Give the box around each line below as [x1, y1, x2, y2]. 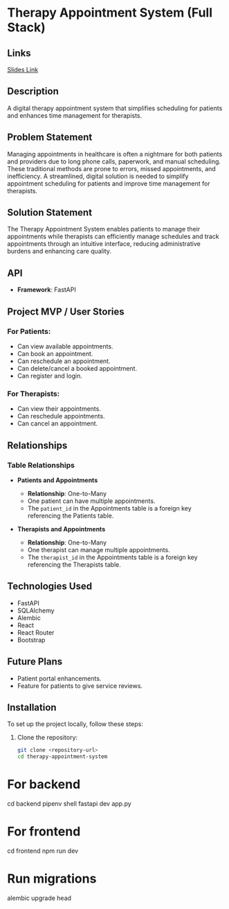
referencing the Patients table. [27, 511, 114, 520]
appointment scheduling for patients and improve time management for [7, 179, 210, 188]
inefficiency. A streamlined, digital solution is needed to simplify [7, 172, 189, 180]
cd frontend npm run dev [7, 847, 78, 855]
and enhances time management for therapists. [7, 111, 143, 119]
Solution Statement [7, 206, 92, 219]
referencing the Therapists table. [27, 560, 121, 569]
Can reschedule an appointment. [17, 357, 111, 365]
